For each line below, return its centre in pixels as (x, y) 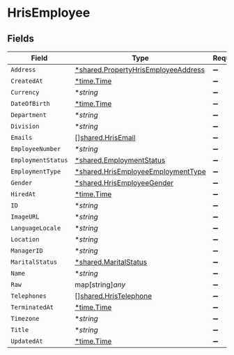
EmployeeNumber (36, 149)
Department (29, 115)
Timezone (25, 318)
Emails (22, 137)
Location (25, 239)
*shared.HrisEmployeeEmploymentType (140, 172)
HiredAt (23, 194)
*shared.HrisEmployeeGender (124, 183)
